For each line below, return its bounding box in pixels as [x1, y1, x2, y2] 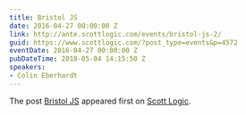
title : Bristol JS [9, 12, 78, 22]
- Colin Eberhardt [9, 71, 78, 80]
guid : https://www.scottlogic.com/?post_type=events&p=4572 [9, 37, 239, 47]
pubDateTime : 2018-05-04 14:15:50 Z [9, 54, 146, 63]
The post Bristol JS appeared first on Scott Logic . [9, 95, 191, 106]
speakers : [9, 63, 47, 72]
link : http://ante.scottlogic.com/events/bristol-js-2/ [9, 29, 222, 38]
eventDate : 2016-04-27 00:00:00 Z [9, 46, 139, 55]
